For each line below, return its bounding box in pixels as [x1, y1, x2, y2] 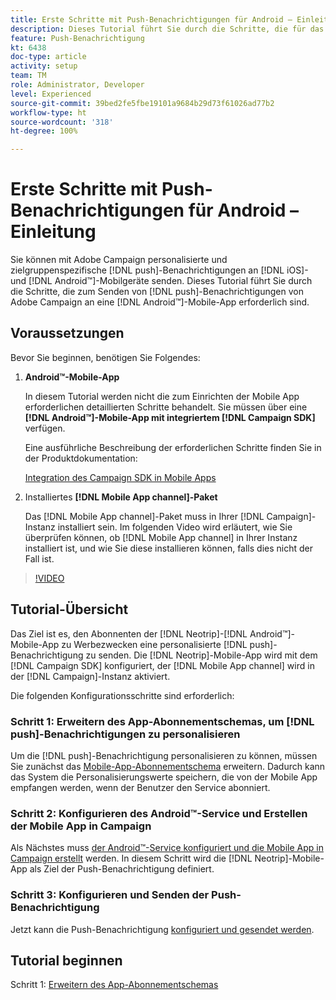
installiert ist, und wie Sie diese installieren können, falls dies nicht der [24, 542, 313, 554]
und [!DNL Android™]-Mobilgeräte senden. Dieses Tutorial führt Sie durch [10, 275, 313, 287]
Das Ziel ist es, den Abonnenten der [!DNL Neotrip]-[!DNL [10, 627, 248, 640]
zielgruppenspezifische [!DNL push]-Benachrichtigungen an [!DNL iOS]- [10, 264, 309, 276]
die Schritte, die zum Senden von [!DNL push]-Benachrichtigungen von [10, 286, 304, 298]
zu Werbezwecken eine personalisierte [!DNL [61, 638, 248, 650]
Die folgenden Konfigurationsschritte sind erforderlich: [10, 689, 235, 701]
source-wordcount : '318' [10, 117, 114, 127]
